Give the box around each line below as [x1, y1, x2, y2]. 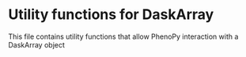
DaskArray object [8, 40, 66, 49]
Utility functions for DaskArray [8, 6, 214, 24]
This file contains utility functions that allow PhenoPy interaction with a [8, 32, 239, 41]
